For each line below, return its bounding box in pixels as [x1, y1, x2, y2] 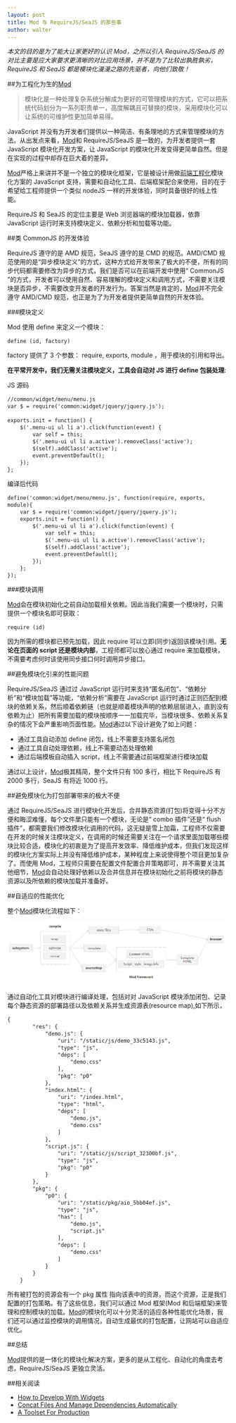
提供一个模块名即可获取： [7, 609, 81, 618]
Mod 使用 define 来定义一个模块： [7, 323, 106, 331]
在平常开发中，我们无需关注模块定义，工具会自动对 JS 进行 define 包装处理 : [7, 366, 227, 375]
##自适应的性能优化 [7, 892, 65, 900]
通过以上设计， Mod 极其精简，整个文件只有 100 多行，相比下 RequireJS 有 [7, 768, 221, 776]
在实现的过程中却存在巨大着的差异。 [7, 154, 112, 162]
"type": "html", [57, 1100, 105, 1107]
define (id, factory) [7, 338, 71, 345]
